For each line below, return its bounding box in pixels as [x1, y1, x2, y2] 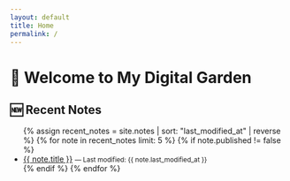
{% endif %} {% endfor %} [22, 163, 121, 174]
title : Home [10, 21, 54, 30]
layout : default [10, 12, 70, 22]
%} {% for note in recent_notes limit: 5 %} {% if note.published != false [22, 135, 281, 146]
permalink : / [10, 29, 58, 38]
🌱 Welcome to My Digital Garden [10, 67, 252, 87]
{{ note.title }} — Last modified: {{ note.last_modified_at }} [22, 154, 208, 164]
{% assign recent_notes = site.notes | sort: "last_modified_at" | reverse [22, 125, 281, 137]
